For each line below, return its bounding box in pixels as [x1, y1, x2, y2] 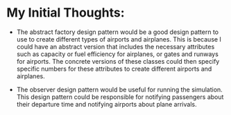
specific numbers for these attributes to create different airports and [16, 64, 212, 73]
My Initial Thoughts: [6, 5, 125, 21]
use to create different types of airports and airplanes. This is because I [16, 35, 221, 43]
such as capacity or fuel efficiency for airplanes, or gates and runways [16, 50, 219, 58]
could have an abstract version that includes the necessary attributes [16, 42, 215, 51]
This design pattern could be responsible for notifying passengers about [16, 92, 224, 101]
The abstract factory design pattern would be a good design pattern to [16, 28, 219, 36]
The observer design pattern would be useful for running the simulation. [16, 85, 223, 94]
